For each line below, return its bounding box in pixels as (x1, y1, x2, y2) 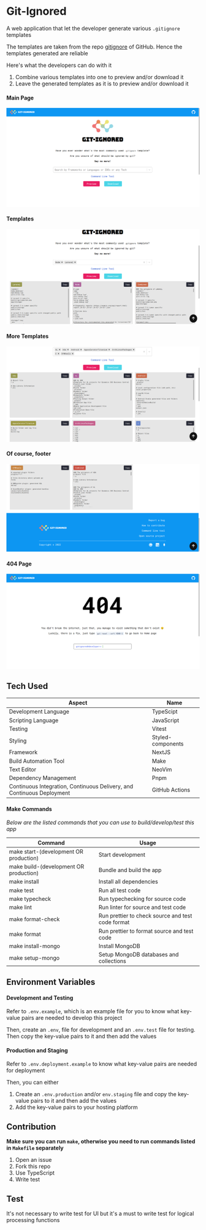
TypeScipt (152, 708, 178, 715)
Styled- (152, 734, 172, 741)
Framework (9, 749, 38, 756)
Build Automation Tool (9, 757, 64, 765)
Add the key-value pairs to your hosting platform (15, 1103, 138, 1111)
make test (9, 886, 34, 894)
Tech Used (6, 681, 48, 691)
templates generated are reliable (6, 49, 89, 56)
